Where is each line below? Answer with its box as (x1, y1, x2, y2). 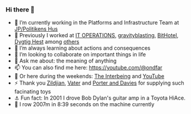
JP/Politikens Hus (14, 25, 58, 32)
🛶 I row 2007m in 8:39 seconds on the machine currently (14, 101, 155, 108)
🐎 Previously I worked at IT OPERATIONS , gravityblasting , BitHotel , (14, 32, 179, 39)
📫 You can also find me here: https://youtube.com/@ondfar (14, 64, 163, 71)
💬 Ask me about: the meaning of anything (14, 57, 117, 65)
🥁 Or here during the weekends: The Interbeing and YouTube (14, 73, 165, 80)
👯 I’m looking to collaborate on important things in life (14, 51, 146, 58)
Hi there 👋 (5, 5, 35, 14)
